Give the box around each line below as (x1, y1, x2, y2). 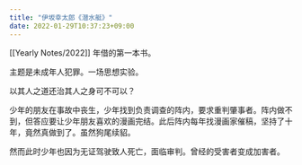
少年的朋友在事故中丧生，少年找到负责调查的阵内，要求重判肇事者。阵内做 (9, 104, 285, 115)
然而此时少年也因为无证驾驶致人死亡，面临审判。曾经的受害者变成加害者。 (9, 145, 285, 157)
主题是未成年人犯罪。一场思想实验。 (9, 66, 144, 77)
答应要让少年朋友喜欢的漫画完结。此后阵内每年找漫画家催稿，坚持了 (32, 116, 285, 126)
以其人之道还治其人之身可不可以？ (9, 85, 136, 96)
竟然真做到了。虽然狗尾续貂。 (24, 126, 136, 137)
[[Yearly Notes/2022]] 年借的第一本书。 (9, 47, 156, 58)
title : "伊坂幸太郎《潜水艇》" (9, 13, 113, 22)
